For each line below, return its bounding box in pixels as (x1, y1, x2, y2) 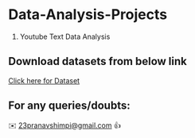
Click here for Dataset (8, 75, 80, 85)
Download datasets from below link (8, 55, 187, 68)
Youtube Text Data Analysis (19, 32, 111, 41)
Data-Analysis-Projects (8, 6, 168, 24)
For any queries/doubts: (8, 99, 131, 113)
